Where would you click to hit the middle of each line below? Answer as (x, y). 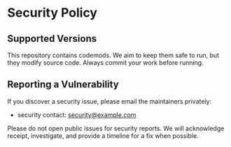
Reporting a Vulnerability (63, 85)
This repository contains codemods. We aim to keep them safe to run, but (113, 55)
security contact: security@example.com (77, 115)
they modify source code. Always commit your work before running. (106, 63)
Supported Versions (52, 39)
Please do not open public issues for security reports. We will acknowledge (116, 128)
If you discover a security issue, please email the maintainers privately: (110, 101)
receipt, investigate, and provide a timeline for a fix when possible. (103, 136)
